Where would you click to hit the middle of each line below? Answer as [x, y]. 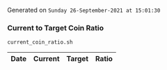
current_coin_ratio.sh [40, 42]
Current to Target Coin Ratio [56, 28]
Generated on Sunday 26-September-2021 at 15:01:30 [84, 10]
